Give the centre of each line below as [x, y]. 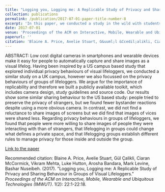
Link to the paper [22, 148]
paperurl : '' [18, 37]
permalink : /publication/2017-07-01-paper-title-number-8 [66, 19]
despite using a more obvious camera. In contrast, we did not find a [73, 108]
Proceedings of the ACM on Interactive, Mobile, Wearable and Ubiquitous [79, 179]
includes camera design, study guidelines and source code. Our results [77, 92]
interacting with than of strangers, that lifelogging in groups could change [80, 129]
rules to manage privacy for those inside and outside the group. [69, 139]
